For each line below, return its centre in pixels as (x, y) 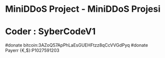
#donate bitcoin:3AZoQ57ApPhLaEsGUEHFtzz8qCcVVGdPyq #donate (77, 45)
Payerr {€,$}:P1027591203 (32, 51)
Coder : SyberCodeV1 (50, 32)
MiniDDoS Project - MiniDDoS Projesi (83, 9)
